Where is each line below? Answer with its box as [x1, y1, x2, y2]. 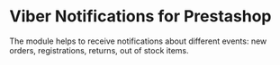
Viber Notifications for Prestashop [9, 6, 272, 27]
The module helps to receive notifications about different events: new [9, 36, 267, 46]
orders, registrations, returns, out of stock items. [9, 45, 189, 55]
